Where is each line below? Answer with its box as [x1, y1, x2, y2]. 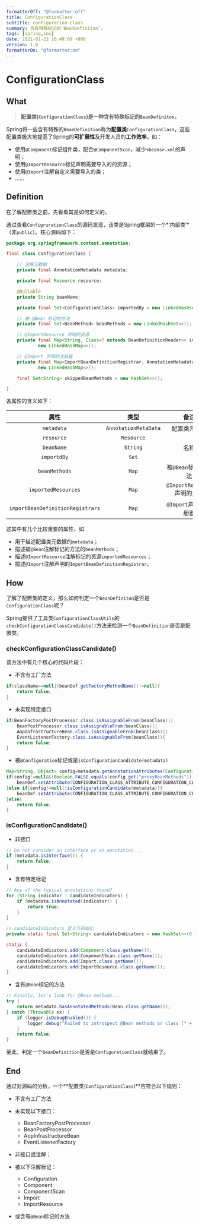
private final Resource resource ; [17, 278, 102, 284]
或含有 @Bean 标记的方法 [14, 1213, 70, 1220]
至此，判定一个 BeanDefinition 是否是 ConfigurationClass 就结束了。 [6, 1049, 169, 1056]
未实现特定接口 [14, 706, 52, 713]
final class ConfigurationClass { [6, 251, 92, 257]
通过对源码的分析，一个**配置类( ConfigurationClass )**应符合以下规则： [6, 1082, 182, 1090]
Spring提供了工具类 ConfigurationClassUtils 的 [6, 615, 120, 622]
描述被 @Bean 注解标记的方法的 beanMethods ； [14, 546, 120, 553]
